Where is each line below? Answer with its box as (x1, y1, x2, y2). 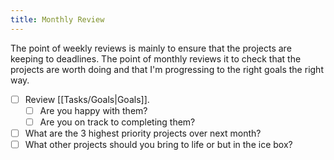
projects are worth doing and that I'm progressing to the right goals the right (10, 63, 324, 75)
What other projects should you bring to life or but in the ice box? (24, 138, 293, 150)
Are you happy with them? (39, 104, 148, 116)
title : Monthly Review (10, 14, 105, 25)
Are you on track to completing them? (39, 116, 196, 128)
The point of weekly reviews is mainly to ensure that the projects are (10, 42, 292, 54)
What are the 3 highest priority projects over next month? (24, 127, 262, 139)
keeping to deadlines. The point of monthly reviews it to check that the (10, 52, 302, 65)
